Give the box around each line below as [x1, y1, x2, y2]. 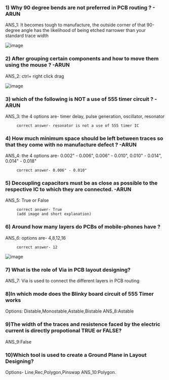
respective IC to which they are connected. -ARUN [5, 186, 132, 193]
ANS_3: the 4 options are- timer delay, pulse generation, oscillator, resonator [5, 113, 165, 119]
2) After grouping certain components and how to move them [5, 55, 159, 62]
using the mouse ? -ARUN [5, 61, 70, 68]
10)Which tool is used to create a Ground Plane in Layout [5, 351, 147, 358]
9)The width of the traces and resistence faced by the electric [5, 321, 160, 328]
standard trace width [5, 32, 49, 39]
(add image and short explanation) [16, 212, 92, 217]
